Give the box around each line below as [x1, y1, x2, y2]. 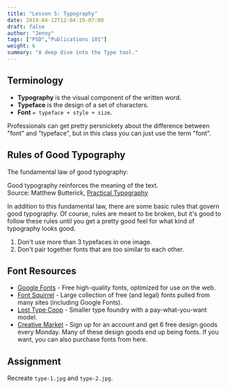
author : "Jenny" [7, 29, 54, 37]
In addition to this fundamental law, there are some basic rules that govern [7, 202, 220, 210]
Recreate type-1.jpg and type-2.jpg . [7, 374, 113, 383]
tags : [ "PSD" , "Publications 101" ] [7, 36, 108, 43]
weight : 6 [7, 42, 36, 49]
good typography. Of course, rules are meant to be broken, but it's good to [7, 209, 221, 218]
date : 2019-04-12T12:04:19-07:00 [7, 17, 104, 24]
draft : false [7, 23, 45, 30]
